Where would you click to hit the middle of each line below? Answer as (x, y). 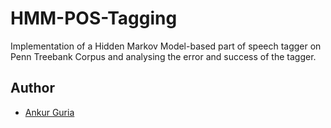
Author (32, 88)
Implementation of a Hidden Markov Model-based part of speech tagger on (166, 46)
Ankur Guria (49, 112)
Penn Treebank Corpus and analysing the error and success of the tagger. (163, 56)
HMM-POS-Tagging (94, 18)
